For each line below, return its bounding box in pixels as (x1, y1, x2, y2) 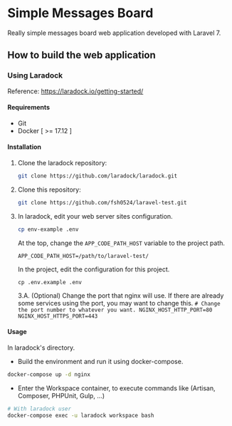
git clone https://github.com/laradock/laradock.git (17, 172, 178, 180)
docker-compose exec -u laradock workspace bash (7, 412, 154, 419)
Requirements (7, 103, 51, 112)
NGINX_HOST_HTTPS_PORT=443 (17, 312, 98, 320)
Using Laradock (7, 71, 63, 80)
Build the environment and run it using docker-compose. (17, 357, 184, 365)
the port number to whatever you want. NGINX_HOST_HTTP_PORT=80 (17, 306, 213, 313)
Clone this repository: (17, 185, 81, 194)
